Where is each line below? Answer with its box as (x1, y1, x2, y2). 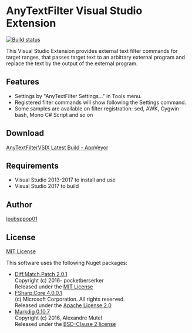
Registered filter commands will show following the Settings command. (14, 99, 187, 106)
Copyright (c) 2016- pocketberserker (14, 277, 104, 284)
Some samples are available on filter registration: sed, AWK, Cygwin (14, 105, 179, 112)
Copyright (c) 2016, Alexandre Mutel (14, 314, 103, 321)
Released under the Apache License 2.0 (14, 302, 112, 309)
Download (6, 128, 44, 139)
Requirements (6, 160, 59, 171)
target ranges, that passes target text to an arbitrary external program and (6, 53, 186, 60)
